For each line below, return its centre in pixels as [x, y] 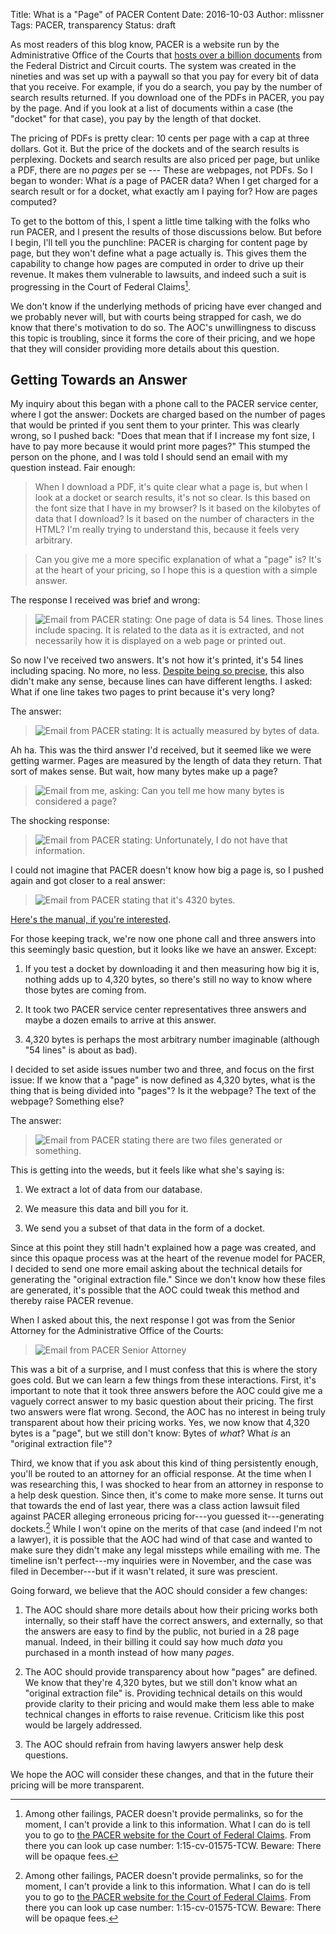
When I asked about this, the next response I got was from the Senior [153, 1320]
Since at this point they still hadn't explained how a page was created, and [163, 1248]
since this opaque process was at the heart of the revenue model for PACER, [168, 1258]
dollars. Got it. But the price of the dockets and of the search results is [155, 148]
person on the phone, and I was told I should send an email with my [149, 457]
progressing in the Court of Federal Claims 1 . [101, 286]
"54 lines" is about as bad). [81, 1050]
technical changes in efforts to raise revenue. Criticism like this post [164, 1715]
